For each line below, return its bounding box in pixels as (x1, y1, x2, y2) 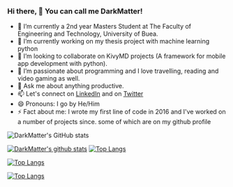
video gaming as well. (17, 74, 80, 83)
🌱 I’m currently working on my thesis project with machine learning (17, 37, 210, 46)
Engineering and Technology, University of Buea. (17, 29, 158, 38)
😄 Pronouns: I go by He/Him (17, 99, 100, 108)
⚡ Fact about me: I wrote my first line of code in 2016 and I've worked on (17, 108, 227, 116)
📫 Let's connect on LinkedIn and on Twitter (17, 90, 144, 98)
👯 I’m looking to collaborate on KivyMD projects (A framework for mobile (17, 52, 226, 60)
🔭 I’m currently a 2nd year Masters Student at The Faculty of (17, 22, 192, 31)
